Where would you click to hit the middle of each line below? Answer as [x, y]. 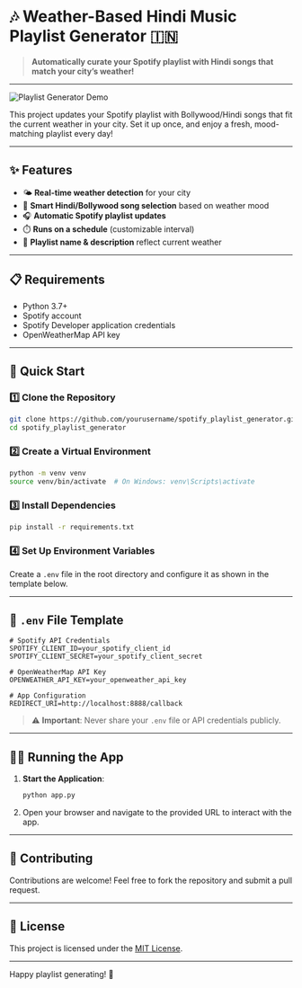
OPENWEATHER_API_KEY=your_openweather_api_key [98, 681]
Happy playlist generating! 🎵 [62, 974]
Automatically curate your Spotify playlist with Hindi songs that [152, 61]
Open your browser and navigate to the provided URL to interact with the [157, 813]
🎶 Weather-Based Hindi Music [123, 17]
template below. [39, 583]
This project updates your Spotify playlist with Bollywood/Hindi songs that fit [151, 114]
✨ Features [41, 170]
